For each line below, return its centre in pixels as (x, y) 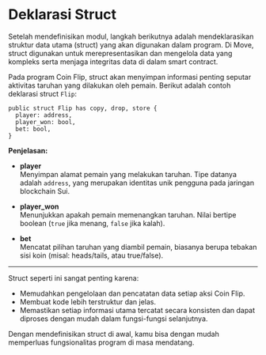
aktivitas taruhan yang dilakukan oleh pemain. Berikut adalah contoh (120, 85)
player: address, (44, 115)
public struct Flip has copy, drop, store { (83, 108)
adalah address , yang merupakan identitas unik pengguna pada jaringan (137, 183)
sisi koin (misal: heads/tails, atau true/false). (91, 255)
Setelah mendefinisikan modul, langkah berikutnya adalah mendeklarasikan (131, 36)
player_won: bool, (46, 122)
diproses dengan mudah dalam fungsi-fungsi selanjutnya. (114, 319)
